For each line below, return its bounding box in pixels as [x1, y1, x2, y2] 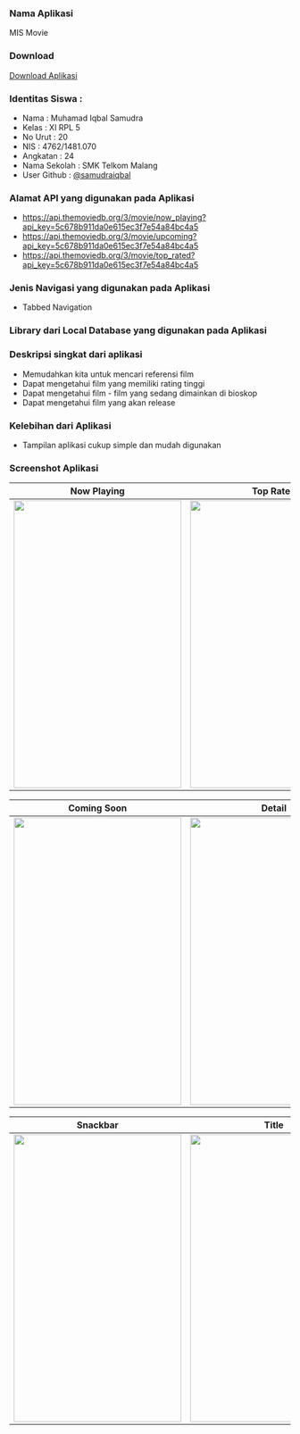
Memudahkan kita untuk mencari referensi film [21, 369, 195, 379]
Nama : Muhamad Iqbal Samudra [21, 113, 144, 123]
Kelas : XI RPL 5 [21, 121, 80, 132]
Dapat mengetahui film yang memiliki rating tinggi [21, 378, 205, 388]
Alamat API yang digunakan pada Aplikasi [9, 191, 195, 204]
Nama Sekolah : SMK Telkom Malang [21, 160, 158, 171]
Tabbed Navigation [21, 302, 93, 313]
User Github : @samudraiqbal [21, 169, 131, 180]
